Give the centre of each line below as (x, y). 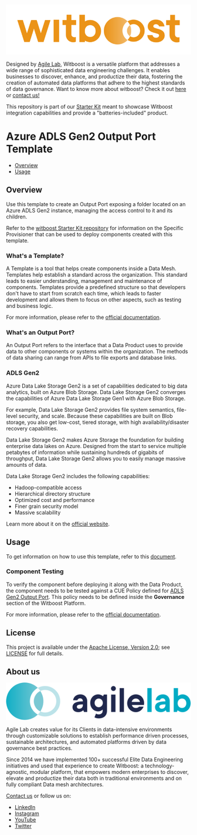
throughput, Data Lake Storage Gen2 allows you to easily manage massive (96, 458)
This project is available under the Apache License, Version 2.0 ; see (88, 647)
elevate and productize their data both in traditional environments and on (94, 778)
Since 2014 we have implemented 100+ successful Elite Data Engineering (95, 760)
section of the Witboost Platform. (46, 603)
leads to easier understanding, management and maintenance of (84, 281)
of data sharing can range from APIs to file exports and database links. (91, 358)
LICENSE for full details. (35, 653)
